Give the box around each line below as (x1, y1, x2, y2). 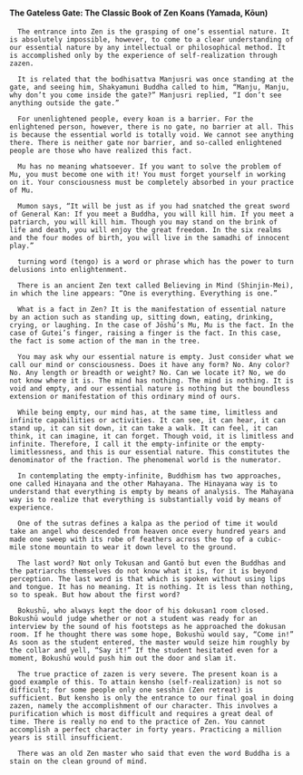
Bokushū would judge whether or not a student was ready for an (9, 615, 258, 624)
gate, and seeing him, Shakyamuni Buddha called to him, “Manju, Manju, (9, 82, 290, 92)
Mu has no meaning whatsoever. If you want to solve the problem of (17, 162, 282, 171)
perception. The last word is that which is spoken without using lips (9, 575, 286, 584)
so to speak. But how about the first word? (9, 590, 181, 600)
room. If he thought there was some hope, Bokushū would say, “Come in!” (9, 630, 295, 639)
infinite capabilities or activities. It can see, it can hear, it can (9, 416, 286, 425)
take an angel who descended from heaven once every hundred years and (9, 527, 286, 537)
